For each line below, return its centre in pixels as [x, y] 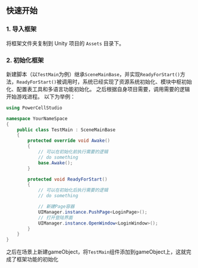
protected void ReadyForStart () [68, 179]
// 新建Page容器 [56, 207]
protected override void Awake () [69, 141]
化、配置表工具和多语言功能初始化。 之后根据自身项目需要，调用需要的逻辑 [98, 89]
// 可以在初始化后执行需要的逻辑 [73, 190]
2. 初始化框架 [25, 60]
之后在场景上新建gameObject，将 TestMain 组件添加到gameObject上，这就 [96, 252]
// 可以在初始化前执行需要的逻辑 [73, 152]
